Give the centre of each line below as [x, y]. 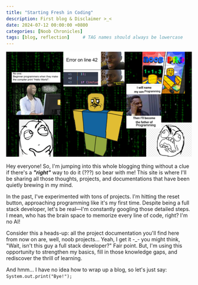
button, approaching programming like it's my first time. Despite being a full [98, 203]
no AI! [13, 221]
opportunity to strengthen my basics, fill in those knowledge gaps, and [92, 252]
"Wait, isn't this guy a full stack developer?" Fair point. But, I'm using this [94, 245]
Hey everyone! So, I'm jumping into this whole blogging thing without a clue [98, 166]
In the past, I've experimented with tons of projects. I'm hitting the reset [93, 196]
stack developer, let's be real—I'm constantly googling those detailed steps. [98, 209]
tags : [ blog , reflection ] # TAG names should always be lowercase [95, 38]
